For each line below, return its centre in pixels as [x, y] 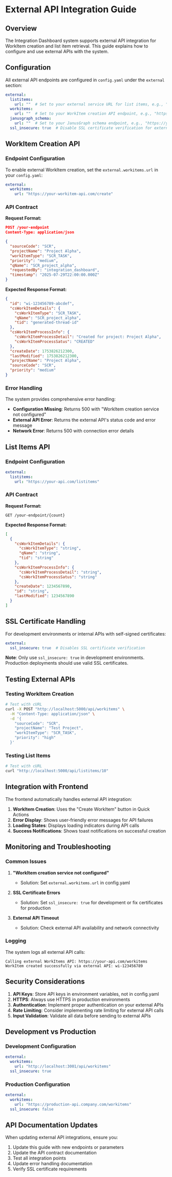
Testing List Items [28, 755]
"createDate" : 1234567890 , [43, 586]
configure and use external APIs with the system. [57, 51]
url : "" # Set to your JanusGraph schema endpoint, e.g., [79, 123]
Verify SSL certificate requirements [50, 1169]
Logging [16, 941]
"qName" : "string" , [39, 553]
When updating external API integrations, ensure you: [62, 1138]
